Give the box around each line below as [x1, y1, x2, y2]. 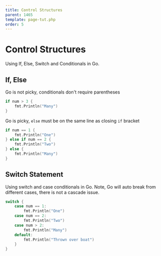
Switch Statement [5, 170, 64, 179]
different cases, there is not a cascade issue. [5, 189, 99, 195]
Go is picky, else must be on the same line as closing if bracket [5, 118, 140, 124]
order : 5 [5, 21, 24, 27]
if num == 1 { [5, 127, 36, 133]
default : [14, 232, 33, 238]
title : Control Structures [5, 7, 63, 13]
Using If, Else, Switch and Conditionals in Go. [5, 61, 100, 67]
